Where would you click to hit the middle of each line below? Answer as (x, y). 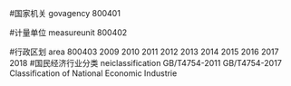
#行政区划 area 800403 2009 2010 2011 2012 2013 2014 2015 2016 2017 (144, 52)
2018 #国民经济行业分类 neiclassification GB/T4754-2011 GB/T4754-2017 (146, 63)
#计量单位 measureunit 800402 (68, 33)
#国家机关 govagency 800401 (65, 13)
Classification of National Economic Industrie (93, 73)
